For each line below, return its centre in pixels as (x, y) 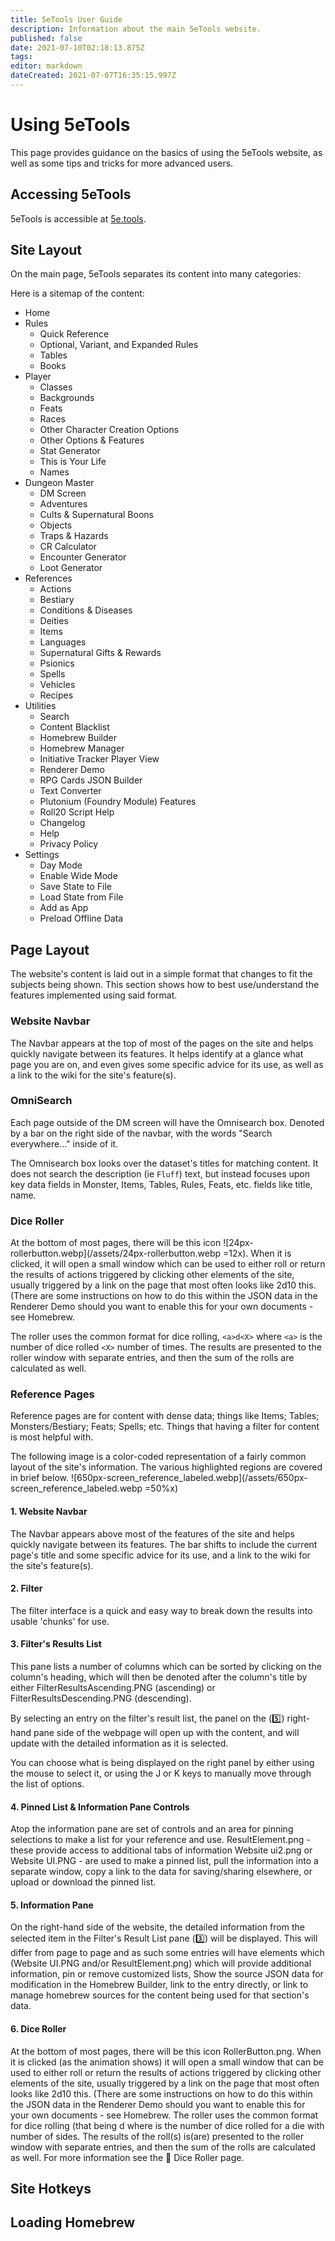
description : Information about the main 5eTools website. (136, 29)
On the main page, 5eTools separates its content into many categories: (156, 274)
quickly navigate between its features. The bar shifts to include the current (164, 1544)
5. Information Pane (52, 1905)
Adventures (63, 504)
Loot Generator (71, 568)
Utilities (40, 706)
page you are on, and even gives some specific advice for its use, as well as (167, 1064)
